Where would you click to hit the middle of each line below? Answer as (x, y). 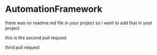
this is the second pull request (36, 38)
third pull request (23, 47)
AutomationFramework (54, 9)
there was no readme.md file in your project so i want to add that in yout (79, 23)
